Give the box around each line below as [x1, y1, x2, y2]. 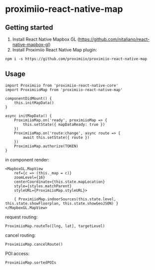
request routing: [5, 214, 38, 220]
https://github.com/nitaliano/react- [79, 36, 150, 42]
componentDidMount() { [5, 96, 52, 101]
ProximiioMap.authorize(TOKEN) [14, 144, 79, 149]
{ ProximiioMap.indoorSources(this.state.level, [14, 197, 116, 202]
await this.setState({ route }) [23, 135, 90, 140]
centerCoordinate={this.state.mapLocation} [14, 179, 105, 184]
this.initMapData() [14, 100, 54, 105]
